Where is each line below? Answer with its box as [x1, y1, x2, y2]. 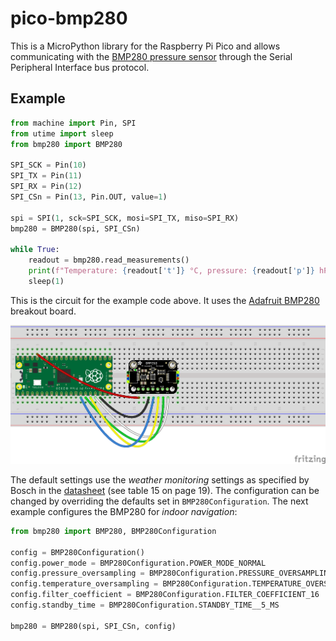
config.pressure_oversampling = [10, 568, 145, 579]
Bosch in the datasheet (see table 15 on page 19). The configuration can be [10, 484, 320, 496]
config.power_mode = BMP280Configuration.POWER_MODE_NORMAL [10, 558, 267, 568]
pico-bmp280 [10, 7, 128, 30]
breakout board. [10, 305, 77, 317]
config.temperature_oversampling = [10, 579, 159, 589]
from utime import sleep [10, 128, 114, 139]
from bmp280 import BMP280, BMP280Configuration [10, 526, 217, 536]
